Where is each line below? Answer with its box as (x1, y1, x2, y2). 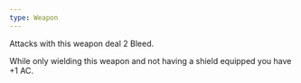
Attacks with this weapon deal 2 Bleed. (9, 38, 155, 49)
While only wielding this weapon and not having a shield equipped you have (9, 55, 292, 66)
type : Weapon (9, 13, 59, 23)
